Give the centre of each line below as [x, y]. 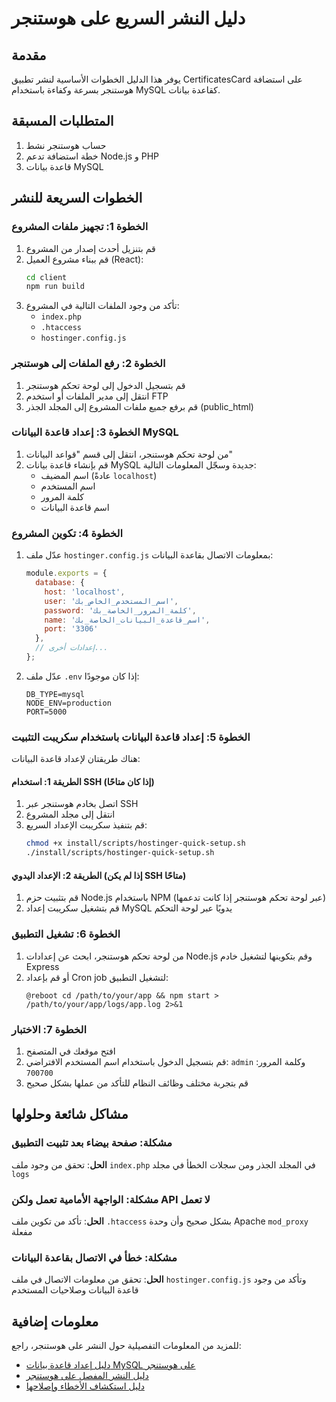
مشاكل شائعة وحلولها [70, 1114]
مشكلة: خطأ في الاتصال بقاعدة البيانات [94, 1257]
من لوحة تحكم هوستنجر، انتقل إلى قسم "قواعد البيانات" [129, 454]
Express [42, 966]
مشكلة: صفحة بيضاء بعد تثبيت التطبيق [92, 1143]
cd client [46, 277]
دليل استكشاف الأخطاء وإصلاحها [85, 1386]
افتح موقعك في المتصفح [70, 1051]
